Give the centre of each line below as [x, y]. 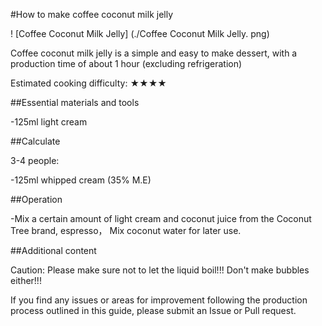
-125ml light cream [49, 122]
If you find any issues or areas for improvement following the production [159, 300]
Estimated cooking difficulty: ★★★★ [88, 83]
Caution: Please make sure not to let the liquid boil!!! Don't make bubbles [160, 270]
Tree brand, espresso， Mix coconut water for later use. [126, 230]
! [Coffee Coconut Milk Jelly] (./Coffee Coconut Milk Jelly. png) [140, 33]
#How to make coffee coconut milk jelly [92, 14]
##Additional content [53, 250]
